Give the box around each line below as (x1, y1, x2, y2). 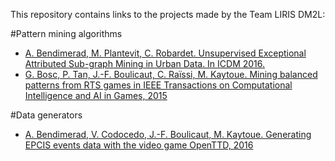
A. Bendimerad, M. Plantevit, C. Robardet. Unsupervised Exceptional (24, 47, 307, 59)
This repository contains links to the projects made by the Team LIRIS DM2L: (10, 9, 326, 20)
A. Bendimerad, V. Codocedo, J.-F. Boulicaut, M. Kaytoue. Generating (24, 129, 312, 140)
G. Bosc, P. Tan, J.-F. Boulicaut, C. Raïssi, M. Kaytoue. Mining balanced (24, 69, 318, 80)
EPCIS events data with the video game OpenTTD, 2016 (24, 139, 254, 151)
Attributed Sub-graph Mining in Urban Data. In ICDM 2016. (24, 58, 266, 69)
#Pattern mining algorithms (10, 28, 123, 39)
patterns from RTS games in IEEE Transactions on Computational (24, 79, 293, 91)
